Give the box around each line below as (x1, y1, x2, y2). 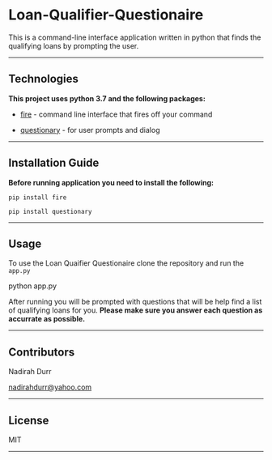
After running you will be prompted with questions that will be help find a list (8, 297, 262, 307)
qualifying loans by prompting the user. (8, 40, 139, 50)
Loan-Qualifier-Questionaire (8, 6, 204, 24)
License (8, 413, 49, 427)
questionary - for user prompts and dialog (19, 125, 160, 134)
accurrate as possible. (8, 314, 86, 324)
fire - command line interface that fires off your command (19, 109, 213, 119)
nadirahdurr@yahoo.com (8, 382, 92, 392)
